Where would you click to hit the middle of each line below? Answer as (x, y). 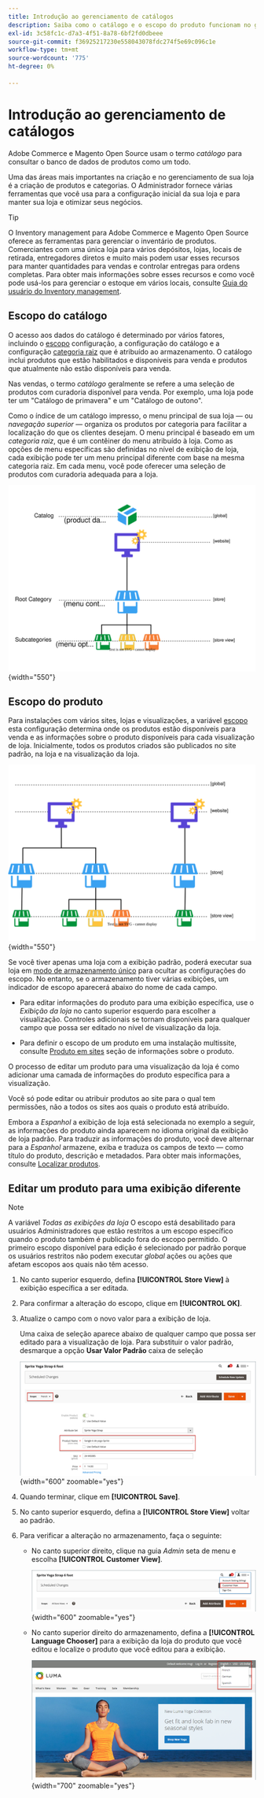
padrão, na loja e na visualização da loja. (74, 754)
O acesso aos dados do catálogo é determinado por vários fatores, (117, 335)
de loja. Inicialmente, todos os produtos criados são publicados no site (122, 746)
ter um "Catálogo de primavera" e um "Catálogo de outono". (105, 400)
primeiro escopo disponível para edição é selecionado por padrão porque (127, 1247)
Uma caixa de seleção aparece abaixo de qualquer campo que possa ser (137, 1334)
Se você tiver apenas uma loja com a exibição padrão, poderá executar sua (130, 962)
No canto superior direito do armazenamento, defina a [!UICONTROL (143, 1633)
